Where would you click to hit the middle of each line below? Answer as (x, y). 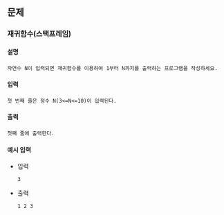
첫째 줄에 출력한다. (31, 133)
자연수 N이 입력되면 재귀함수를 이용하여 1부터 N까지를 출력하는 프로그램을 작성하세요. (112, 68)
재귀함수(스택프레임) (39, 34)
